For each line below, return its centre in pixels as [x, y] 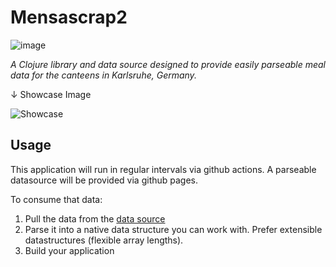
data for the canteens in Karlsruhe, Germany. [103, 75]
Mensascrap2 [69, 17]
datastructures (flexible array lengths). [104, 240]
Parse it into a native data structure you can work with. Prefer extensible [173, 229]
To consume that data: [56, 199]
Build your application [69, 250]
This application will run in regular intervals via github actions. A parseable [163, 169]
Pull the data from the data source [95, 218]
